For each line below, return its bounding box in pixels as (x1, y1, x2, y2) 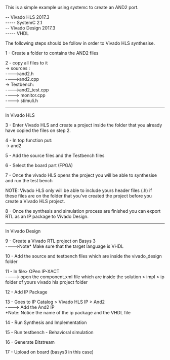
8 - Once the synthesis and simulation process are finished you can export (5, 208, 161, 214)
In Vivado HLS (5, 112, 35, 118)
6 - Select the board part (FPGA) (5, 162, 73, 168)
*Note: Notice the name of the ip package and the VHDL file (5, 310, 131, 315)
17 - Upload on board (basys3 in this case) (5, 349, 94, 355)
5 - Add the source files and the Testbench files (5, 152, 105, 158)
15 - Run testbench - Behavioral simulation (5, 330, 94, 335)
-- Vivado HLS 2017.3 (5, 14, 50, 20)
